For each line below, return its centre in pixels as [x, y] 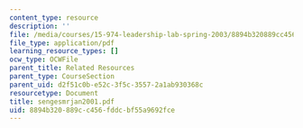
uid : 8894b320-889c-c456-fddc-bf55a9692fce [92, 110]
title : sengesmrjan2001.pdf [62, 101]
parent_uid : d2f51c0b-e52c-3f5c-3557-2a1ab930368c [106, 85]
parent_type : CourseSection [62, 77]
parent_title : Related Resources [72, 69]
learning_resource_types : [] [64, 51]
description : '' [40, 26]
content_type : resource [54, 18]
